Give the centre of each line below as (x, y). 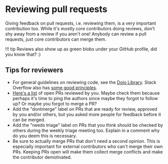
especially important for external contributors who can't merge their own (88, 146)
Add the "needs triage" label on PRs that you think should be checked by (88, 125)
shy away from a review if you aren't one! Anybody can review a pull (76, 34)
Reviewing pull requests (56, 9)
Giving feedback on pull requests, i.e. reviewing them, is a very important (81, 23)
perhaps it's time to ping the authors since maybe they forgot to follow (85, 98)
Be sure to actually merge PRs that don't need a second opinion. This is (86, 141)
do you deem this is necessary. (45, 136)
